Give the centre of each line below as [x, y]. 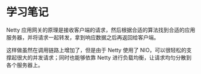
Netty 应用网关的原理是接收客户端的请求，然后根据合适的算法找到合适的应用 [101, 30]
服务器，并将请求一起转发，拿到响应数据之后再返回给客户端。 [83, 37]
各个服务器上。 [25, 65]
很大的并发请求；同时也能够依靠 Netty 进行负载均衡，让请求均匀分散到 [104, 57]
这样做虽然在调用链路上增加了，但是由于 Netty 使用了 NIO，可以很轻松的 [96, 50]
